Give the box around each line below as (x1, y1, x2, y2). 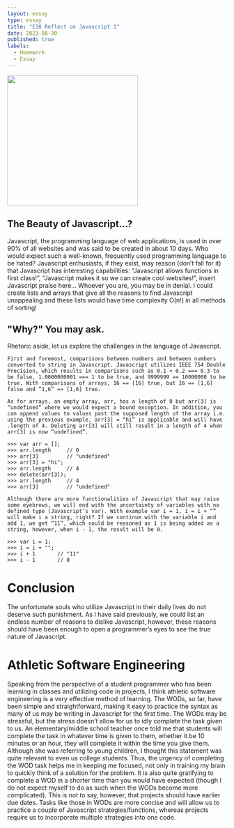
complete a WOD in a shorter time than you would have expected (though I (7, 776, 221, 785)
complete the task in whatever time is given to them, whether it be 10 (7, 732, 205, 740)
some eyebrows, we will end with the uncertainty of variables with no (7, 502, 219, 509)
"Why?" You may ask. (7, 323, 104, 335)
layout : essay (7, 10, 49, 17)
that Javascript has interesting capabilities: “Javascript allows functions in (7, 266, 219, 275)
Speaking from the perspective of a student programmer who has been (7, 680, 212, 689)
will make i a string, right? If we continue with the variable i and (7, 514, 217, 521)
